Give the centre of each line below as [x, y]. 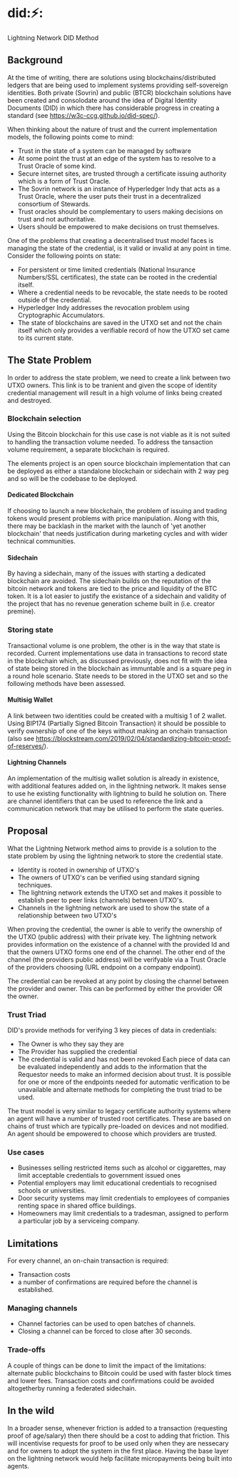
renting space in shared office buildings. [77, 1206]
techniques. [35, 885]
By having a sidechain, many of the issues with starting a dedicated [106, 573]
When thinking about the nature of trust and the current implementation [112, 129]
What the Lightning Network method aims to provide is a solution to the [112, 848]
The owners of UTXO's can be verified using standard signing [108, 877]
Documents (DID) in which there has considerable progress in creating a [113, 108]
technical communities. [42, 541]
